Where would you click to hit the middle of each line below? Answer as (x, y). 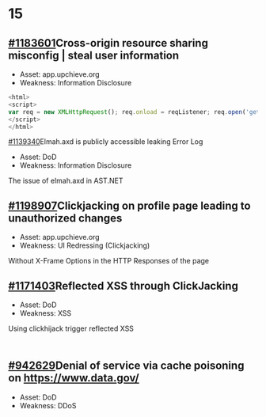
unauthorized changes (65, 218)
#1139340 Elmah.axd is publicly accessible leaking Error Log (106, 142)
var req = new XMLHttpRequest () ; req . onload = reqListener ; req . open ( (127, 112)
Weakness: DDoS (48, 405)
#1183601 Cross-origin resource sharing (108, 43)
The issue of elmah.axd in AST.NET (66, 181)
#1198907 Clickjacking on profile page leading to (129, 205)
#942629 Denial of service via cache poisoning (126, 366)
